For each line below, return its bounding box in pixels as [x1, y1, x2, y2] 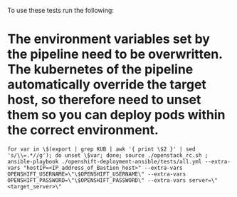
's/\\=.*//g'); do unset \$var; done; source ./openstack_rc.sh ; [7, 151, 209, 159]
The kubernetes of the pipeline [7, 61, 194, 78]
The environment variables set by [7, 31, 210, 47]
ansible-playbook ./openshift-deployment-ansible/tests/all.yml [7, 158, 202, 165]
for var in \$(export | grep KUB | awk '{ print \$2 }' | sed [7, 146, 196, 153]
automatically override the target [7, 76, 206, 93]
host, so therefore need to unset [7, 92, 201, 108]
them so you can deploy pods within [7, 107, 226, 123]
